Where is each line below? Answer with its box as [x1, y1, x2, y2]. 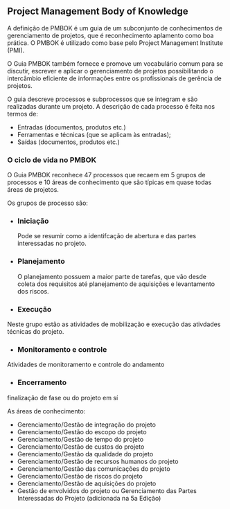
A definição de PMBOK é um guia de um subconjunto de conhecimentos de [7, 24, 223, 32]
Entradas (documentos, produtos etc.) [17, 123, 126, 131]
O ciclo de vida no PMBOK [7, 155, 97, 165]
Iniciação [17, 216, 49, 226]
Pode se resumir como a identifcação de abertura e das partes [17, 232, 196, 240]
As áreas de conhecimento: [7, 407, 86, 415]
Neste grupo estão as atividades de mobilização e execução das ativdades [7, 320, 221, 328]
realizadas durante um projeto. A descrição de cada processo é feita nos [7, 102, 215, 110]
